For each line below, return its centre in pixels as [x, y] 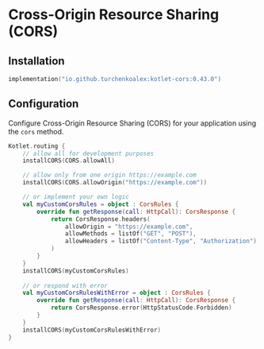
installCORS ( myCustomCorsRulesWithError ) [92, 330]
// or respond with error [65, 285]
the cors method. [36, 131]
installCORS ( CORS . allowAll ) [69, 161]
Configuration [44, 104]
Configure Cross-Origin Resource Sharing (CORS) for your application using [132, 123]
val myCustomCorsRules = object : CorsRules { [101, 204]
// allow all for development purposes [88, 153]
